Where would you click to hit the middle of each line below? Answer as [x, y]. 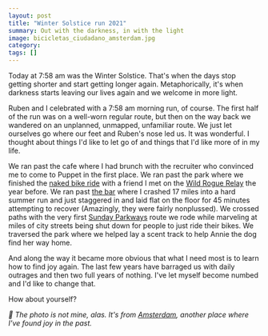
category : [25, 46]
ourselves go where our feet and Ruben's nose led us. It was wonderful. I [129, 134]
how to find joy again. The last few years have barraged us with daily [122, 266]
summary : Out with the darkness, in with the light [96, 30]
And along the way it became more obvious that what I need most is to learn [134, 258]
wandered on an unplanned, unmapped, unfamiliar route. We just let [120, 125]
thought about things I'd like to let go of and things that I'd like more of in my [134, 142]
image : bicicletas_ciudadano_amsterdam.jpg [82, 38]
